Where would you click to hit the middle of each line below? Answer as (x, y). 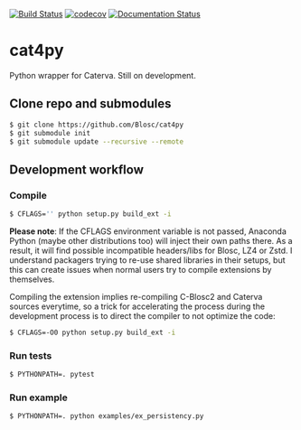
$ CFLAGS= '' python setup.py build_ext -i (90, 214)
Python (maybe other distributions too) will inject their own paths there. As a (151, 240)
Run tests (31, 355)
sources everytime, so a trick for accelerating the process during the (137, 306)
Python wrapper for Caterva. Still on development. (103, 75)
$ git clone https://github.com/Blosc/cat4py (96, 125)
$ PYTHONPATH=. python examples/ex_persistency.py (107, 416)
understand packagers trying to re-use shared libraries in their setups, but (148, 260)
